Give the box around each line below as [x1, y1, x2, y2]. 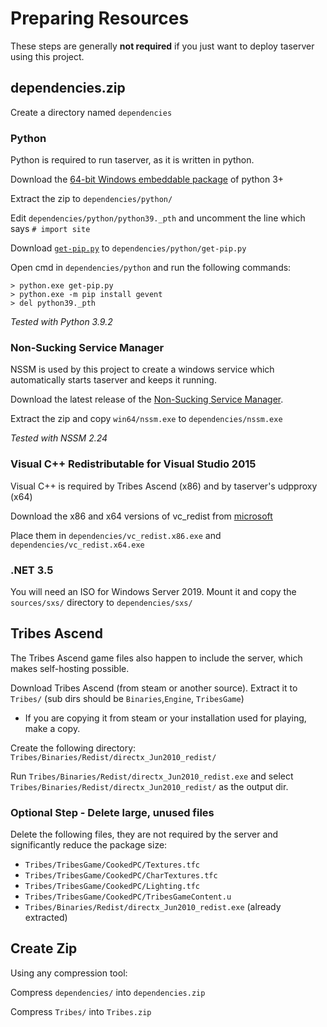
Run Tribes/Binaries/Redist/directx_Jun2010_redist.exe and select [10, 770, 294, 782]
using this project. [10, 50, 85, 62]
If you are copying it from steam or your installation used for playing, [24, 712, 307, 724]
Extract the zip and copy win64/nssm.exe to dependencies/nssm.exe [10, 413, 283, 425]
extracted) [24, 912, 68, 924]
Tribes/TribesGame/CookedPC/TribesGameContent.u [24, 892, 232, 902]
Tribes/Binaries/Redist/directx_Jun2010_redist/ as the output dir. [10, 780, 289, 792]
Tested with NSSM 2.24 [10, 432, 108, 444]
